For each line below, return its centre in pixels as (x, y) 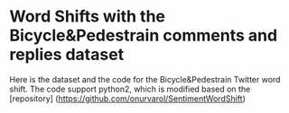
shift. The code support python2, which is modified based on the (130, 89)
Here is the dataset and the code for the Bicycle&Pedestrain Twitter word (145, 79)
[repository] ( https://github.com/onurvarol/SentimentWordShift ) (127, 98)
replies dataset (67, 55)
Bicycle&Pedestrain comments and (144, 35)
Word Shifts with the (87, 17)
